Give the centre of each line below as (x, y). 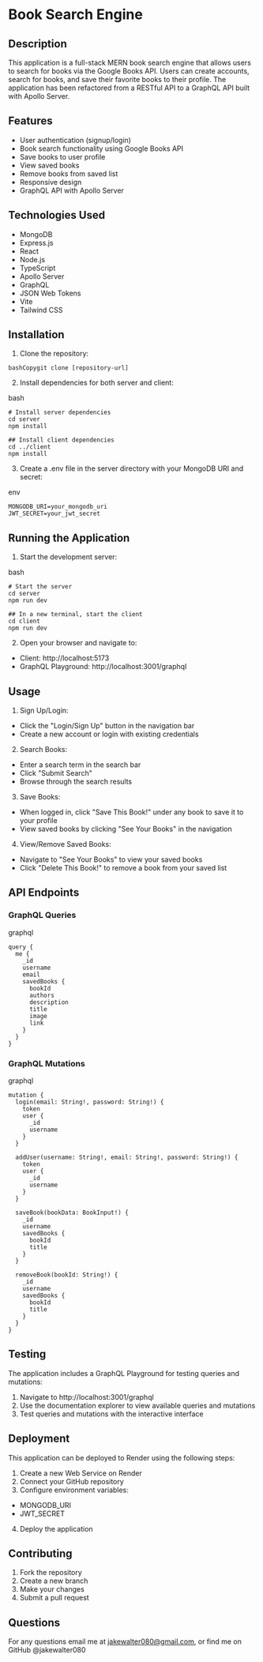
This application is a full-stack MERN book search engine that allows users (130, 62)
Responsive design (51, 182)
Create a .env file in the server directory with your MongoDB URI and (131, 468)
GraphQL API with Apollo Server (72, 190)
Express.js (36, 243)
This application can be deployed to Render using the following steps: (122, 1457)
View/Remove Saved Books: (66, 844)
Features (30, 121)
